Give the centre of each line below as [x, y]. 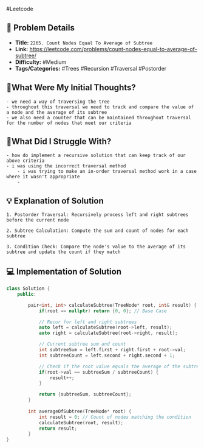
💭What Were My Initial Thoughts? [71, 88]
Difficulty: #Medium [41, 62]
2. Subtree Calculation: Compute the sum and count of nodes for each [97, 231]
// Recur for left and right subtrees [88, 322]
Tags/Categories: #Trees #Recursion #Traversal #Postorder [91, 68]
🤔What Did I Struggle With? [59, 142]
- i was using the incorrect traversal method [66, 166]
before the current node [38, 220]
